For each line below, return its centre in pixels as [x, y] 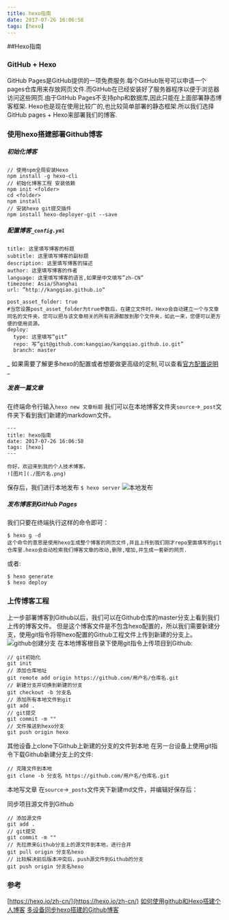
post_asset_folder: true [42, 302]
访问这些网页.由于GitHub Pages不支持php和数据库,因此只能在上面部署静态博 [114, 97]
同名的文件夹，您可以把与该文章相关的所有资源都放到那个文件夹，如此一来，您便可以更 [111, 316]
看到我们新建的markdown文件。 [70, 415]
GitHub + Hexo [32, 64]
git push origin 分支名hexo [45, 867]
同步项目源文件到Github [40, 804]
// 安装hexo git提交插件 [39, 208]
